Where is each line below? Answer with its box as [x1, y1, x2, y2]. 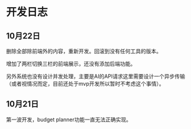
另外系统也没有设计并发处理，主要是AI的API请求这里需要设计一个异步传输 [6, 73, 185, 80]
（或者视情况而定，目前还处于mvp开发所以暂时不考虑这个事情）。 [6, 80, 164, 87]
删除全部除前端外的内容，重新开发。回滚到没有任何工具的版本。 [6, 48, 161, 54]
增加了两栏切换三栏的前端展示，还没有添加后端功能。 [6, 60, 136, 67]
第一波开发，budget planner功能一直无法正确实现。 [6, 116, 132, 123]
